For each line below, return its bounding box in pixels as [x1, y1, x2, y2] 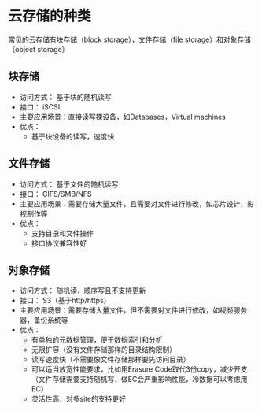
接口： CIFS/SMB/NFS [19, 189, 92, 198]
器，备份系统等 [19, 316, 68, 325]
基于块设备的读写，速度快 [31, 131, 115, 141]
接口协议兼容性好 [31, 238, 87, 248]
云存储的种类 [8, 7, 92, 25]
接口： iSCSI [19, 102, 61, 111]
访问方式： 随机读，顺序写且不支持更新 [19, 286, 146, 295]
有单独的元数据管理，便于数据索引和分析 [31, 335, 163, 345]
